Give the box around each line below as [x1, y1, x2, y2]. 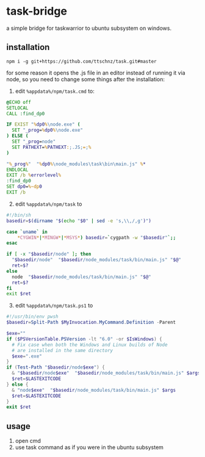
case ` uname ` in [6, 229, 48, 235]
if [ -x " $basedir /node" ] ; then [6, 251, 92, 257]
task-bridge [6, 4, 67, 18]
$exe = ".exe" [12, 353, 43, 359]
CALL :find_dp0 [6, 110, 45, 117]
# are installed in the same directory [12, 347, 113, 353]
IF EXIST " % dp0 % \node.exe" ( [6, 121, 81, 128]
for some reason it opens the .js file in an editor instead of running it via [6, 69, 185, 76]
